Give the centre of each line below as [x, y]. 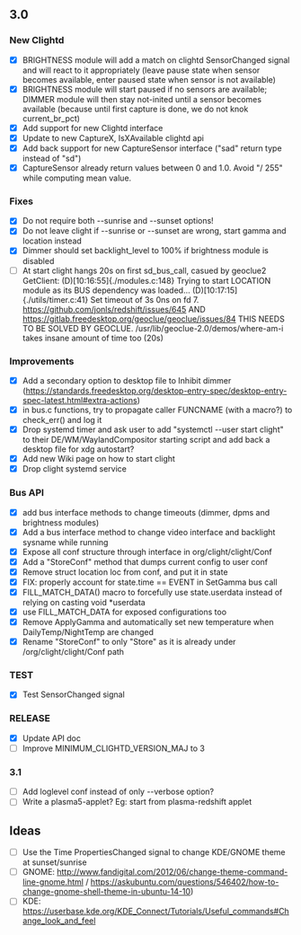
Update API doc [52, 738]
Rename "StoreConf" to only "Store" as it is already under [129, 642]
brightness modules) [61, 522]
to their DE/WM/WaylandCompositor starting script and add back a [146, 440]
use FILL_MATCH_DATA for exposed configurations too [124, 612]
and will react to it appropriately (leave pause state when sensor [141, 70]
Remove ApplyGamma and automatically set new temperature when [148, 622]
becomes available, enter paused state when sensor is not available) [149, 79]
